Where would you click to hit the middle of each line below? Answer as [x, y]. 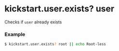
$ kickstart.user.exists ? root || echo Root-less [55, 44]
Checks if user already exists [33, 22]
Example [15, 34]
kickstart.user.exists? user [59, 9]
